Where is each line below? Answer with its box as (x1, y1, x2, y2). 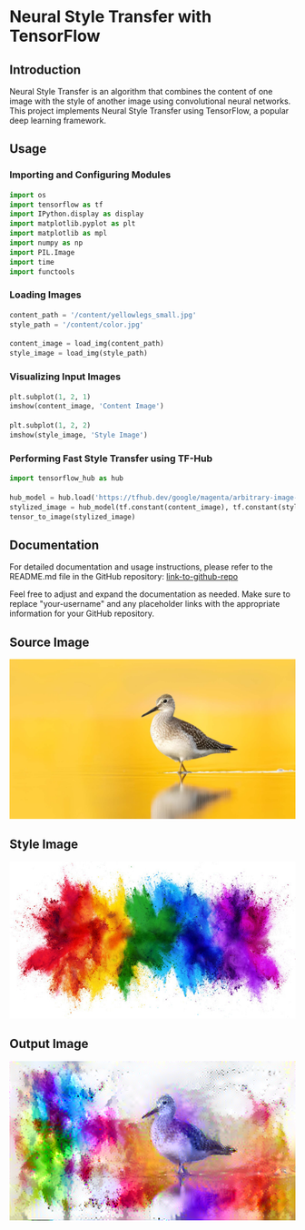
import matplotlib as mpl (9, 229, 107, 238)
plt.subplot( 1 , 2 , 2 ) (9, 421, 92, 430)
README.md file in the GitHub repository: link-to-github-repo (9, 571, 239, 582)
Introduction (9, 62, 82, 77)
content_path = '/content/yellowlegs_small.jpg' (9, 310, 197, 319)
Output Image (9, 1036, 89, 1052)
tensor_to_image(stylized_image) (9, 512, 136, 521)
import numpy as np (9, 238, 84, 247)
